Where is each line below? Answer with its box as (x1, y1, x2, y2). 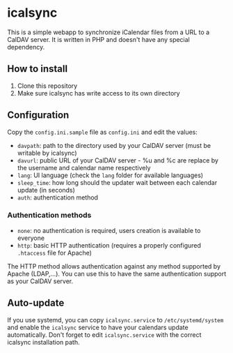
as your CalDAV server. (7, 277, 74, 285)
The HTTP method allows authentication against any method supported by (7, 262, 221, 270)
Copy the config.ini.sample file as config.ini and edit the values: (7, 128, 198, 136)
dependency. (7, 43, 45, 51)
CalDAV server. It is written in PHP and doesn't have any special (7, 35, 190, 43)
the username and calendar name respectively (17, 163, 151, 172)
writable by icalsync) (17, 149, 77, 157)
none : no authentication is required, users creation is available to (17, 226, 201, 234)
